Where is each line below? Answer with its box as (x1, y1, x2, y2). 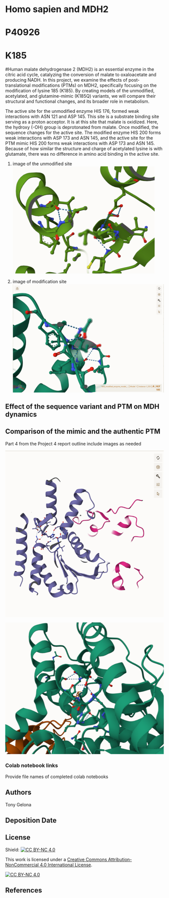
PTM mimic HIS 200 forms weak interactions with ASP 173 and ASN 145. (5, 140, 155, 147)
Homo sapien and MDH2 (5, 4, 109, 15)
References (5, 886, 42, 895)
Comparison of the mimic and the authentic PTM (5, 427, 161, 436)
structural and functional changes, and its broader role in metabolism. (5, 98, 150, 104)
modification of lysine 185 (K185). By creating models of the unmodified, (5, 88, 155, 94)
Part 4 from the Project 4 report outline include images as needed (5, 440, 142, 446)
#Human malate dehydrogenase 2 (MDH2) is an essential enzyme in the (5, 67, 154, 73)
